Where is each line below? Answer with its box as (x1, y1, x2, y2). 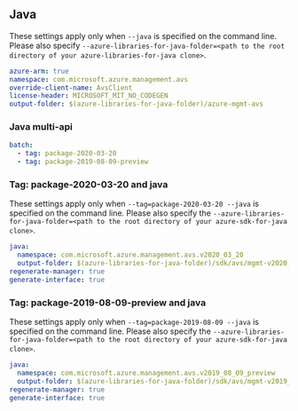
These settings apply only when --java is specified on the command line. (9, 30, 278, 41)
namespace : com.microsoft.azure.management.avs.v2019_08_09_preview (17, 368, 276, 377)
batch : (9, 141, 34, 150)
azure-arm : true (9, 67, 69, 75)
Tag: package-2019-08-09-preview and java (9, 296, 207, 309)
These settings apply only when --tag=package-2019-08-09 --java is (9, 317, 260, 328)
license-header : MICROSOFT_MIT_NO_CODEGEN (9, 91, 169, 100)
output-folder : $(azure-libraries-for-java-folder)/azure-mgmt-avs (9, 99, 264, 109)
